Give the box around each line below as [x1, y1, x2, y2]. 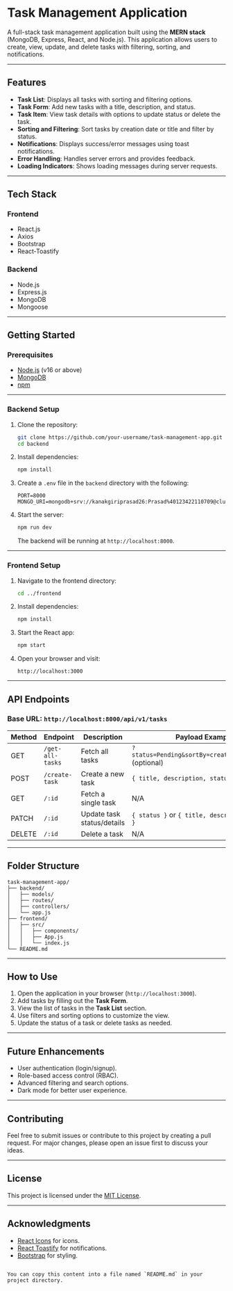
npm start [17, 642, 46, 649]
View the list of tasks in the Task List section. [17, 1004, 147, 1013]
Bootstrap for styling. [17, 1251, 78, 1260]
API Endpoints [7, 693, 70, 705]
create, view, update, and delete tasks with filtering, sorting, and [7, 42, 191, 51]
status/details [80, 817, 126, 827]
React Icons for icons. [17, 1236, 80, 1244]
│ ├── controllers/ [7, 903, 70, 910]
